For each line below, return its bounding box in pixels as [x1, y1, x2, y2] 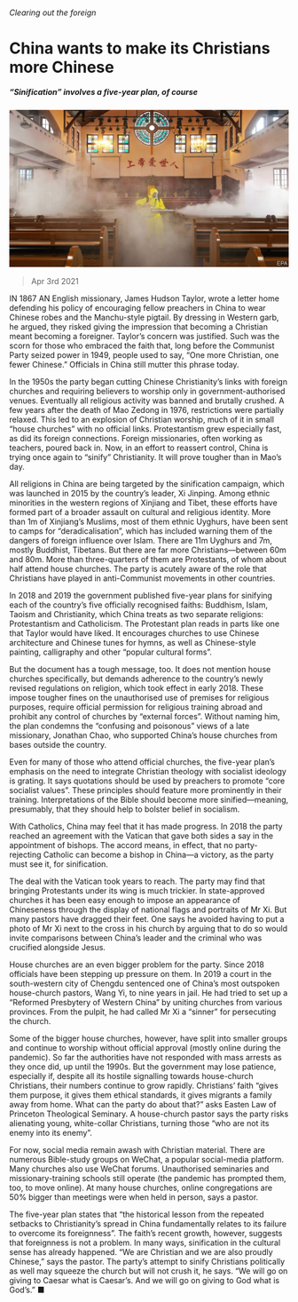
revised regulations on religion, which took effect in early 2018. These [9, 683, 264, 694]
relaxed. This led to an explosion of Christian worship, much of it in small [9, 414, 275, 425]
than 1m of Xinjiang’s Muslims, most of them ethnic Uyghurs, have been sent [9, 516, 288, 528]
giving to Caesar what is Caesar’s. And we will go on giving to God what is [9, 1275, 280, 1286]
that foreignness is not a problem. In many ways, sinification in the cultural [9, 1237, 281, 1248]
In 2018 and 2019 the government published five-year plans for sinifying [9, 591, 273, 601]
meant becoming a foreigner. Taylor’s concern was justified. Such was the [9, 331, 280, 342]
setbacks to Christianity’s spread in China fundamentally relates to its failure [9, 1219, 286, 1229]
